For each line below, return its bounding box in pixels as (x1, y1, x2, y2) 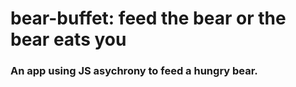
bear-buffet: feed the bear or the (10, 7, 287, 30)
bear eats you (10, 28, 127, 51)
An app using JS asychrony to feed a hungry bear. (10, 64, 258, 78)
